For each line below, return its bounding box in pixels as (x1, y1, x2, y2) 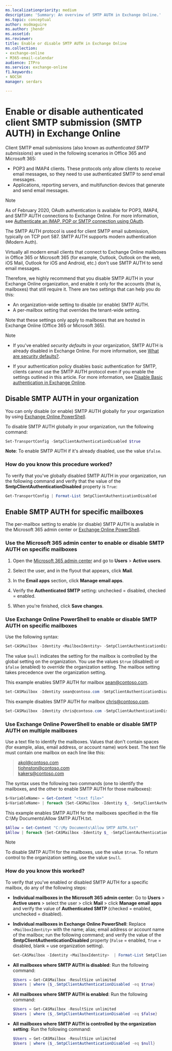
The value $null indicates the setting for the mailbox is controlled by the (5, 653, 158, 659)
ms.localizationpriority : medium (5, 7, 77, 13)
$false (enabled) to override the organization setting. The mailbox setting (5, 663, 160, 670)
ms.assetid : (5, 31, 31, 36)
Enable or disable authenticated (5, 106, 143, 117)
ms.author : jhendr (5, 27, 45, 32)
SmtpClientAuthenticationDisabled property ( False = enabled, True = (12, 937, 161, 943)
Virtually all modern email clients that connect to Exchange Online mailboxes (5, 249, 166, 255)
